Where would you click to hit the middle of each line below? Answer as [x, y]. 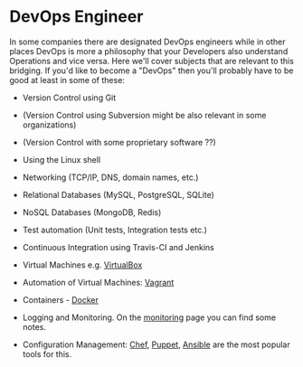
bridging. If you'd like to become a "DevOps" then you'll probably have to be [151, 71]
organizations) [49, 125]
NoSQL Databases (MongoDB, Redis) [92, 212]
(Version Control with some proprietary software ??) [119, 142]
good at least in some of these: [67, 80]
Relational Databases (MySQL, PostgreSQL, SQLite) [118, 194]
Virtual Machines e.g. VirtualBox [82, 265]
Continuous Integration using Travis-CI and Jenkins [118, 247]
